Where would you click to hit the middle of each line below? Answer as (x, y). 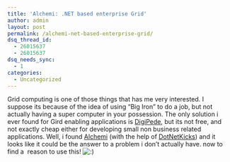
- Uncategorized (38, 79)
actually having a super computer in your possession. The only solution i (113, 114)
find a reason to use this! (44, 151)
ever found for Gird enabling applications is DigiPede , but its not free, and (114, 122)
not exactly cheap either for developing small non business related (104, 129)
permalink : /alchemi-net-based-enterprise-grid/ (80, 33)
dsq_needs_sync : (31, 60)
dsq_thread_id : (30, 40)
